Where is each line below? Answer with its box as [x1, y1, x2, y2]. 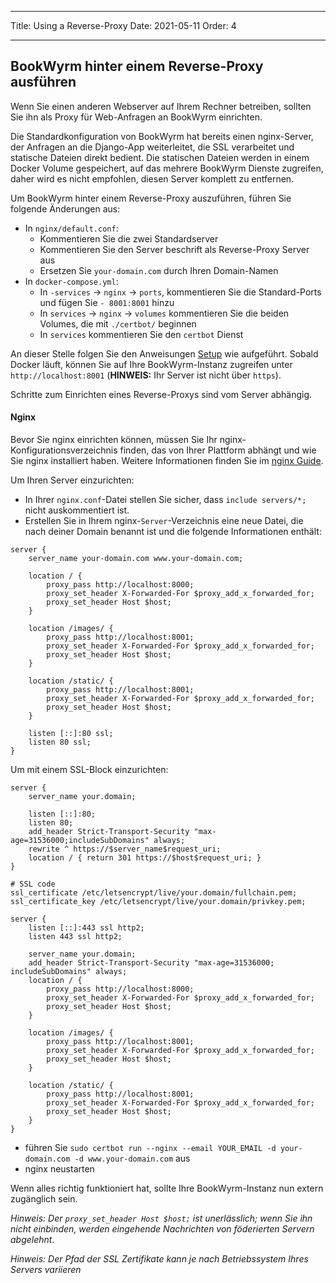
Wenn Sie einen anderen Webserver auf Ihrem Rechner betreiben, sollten [10, 100, 312, 112]
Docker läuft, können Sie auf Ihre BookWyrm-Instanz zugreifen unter [10, 358, 293, 370]
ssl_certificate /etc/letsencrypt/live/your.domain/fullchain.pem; [10, 888, 298, 898]
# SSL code [10, 879, 56, 890]
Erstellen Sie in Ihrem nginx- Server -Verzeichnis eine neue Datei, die [24, 515, 304, 527]
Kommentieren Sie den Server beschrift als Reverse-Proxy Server [39, 243, 310, 255]
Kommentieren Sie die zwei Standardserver [39, 232, 219, 245]
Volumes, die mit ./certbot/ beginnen [39, 317, 197, 330]
